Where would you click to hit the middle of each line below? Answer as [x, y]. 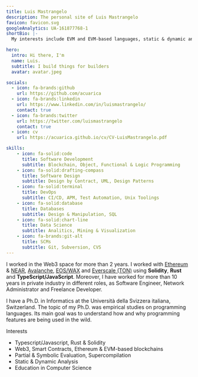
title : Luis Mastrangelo [37, 12]
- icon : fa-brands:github [43, 88]
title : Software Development [57, 159]
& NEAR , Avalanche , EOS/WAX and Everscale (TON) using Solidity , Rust [94, 270]
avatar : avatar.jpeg [37, 72]
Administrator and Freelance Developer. [54, 289]
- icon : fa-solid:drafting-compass [60, 170]
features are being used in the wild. [49, 320]
